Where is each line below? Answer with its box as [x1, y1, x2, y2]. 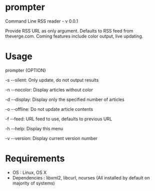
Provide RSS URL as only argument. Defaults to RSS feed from [5, 28, 133, 34]
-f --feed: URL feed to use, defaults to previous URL [5, 116, 112, 122]
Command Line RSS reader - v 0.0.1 [5, 18, 78, 24]
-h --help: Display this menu [5, 125, 63, 131]
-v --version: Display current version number [5, 135, 97, 141]
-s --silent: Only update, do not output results [5, 77, 99, 83]
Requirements [5, 153, 65, 164]
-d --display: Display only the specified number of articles [5, 96, 125, 102]
